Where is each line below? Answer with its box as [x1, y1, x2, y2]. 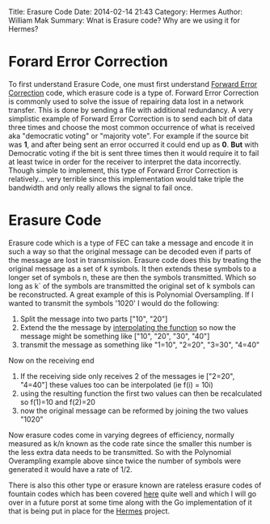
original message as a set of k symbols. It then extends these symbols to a [8, 264, 257, 273]
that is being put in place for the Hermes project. [8, 506, 171, 516]
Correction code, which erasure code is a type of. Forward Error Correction [8, 88, 259, 97]
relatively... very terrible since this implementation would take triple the [8, 174, 244, 183]
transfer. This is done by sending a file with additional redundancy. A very [8, 105, 253, 114]
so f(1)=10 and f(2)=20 [19, 397, 95, 406]
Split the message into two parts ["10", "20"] [19, 314, 168, 324]
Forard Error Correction [8, 53, 168, 71]
